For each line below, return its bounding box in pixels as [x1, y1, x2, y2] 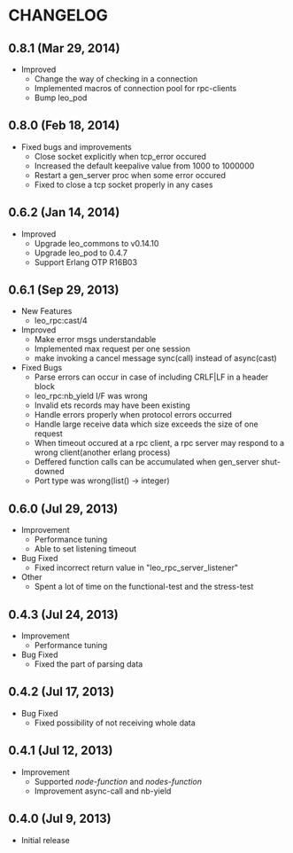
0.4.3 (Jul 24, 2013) [8, 606, 119, 622]
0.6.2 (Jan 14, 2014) [8, 205, 120, 220]
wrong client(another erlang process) [34, 447, 171, 458]
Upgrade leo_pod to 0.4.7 [34, 247, 127, 258]
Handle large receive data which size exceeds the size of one [34, 419, 258, 430]
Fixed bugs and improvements [20, 141, 132, 152]
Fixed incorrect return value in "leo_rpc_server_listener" [34, 562, 238, 573]
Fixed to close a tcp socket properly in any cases [34, 179, 213, 190]
